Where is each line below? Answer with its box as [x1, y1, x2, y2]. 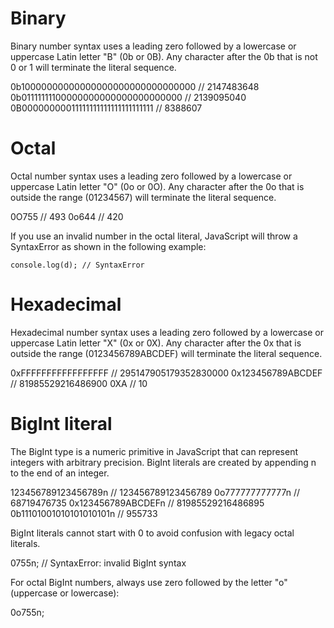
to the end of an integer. [10, 467, 110, 479]
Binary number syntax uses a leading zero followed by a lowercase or [10, 40, 297, 52]
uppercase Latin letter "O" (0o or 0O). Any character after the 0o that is [10, 180, 305, 192]
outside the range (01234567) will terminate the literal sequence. [10, 191, 277, 203]
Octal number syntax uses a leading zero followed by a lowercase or [10, 170, 293, 182]
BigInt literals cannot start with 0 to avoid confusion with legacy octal [10, 527, 295, 539]
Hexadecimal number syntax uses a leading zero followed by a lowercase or [10, 326, 324, 338]
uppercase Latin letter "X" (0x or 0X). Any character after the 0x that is [10, 337, 302, 349]
